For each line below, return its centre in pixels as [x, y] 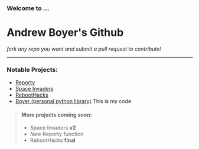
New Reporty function [57, 134]
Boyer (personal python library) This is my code [73, 101]
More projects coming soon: [56, 115]
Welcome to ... [28, 8]
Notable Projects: [32, 69]
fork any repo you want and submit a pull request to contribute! [84, 49]
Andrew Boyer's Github [65, 33]
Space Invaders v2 [53, 128]
